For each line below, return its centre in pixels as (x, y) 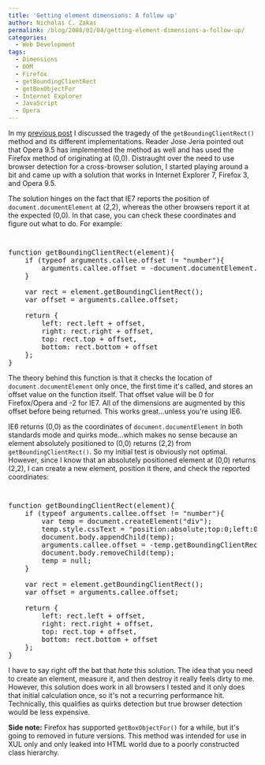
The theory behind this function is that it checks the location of (110, 378)
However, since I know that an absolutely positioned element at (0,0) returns (132, 460)
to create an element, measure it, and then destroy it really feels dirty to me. (131, 679)
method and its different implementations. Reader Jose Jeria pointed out (126, 141)
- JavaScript (37, 103)
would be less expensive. (49, 712)
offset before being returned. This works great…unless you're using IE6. (125, 411)
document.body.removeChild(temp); (108, 553)
